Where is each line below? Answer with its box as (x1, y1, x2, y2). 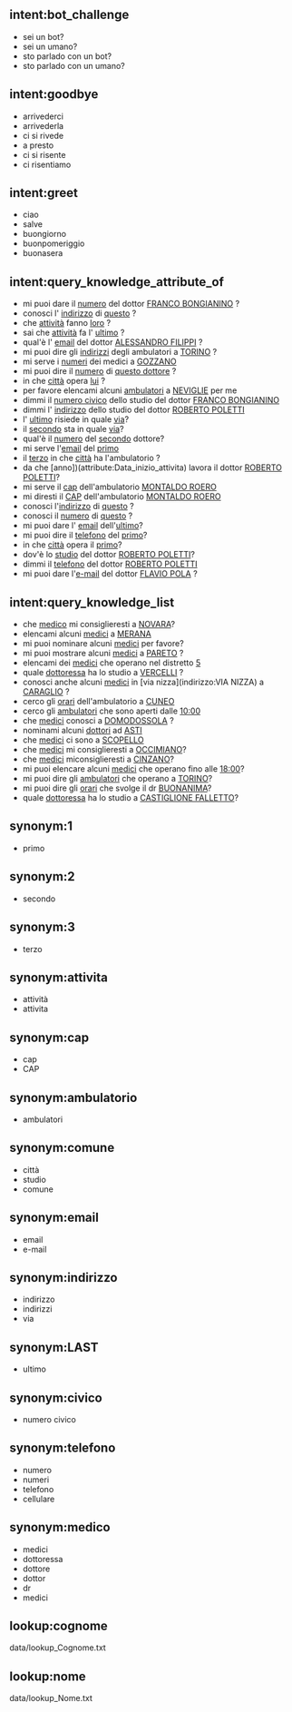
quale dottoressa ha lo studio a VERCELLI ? (22, 667, 184, 678)
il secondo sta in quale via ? (22, 424, 124, 435)
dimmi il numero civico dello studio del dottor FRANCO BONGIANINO (22, 395, 279, 406)
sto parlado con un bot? (22, 50, 112, 62)
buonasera (22, 248, 63, 259)
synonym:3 (9, 920, 75, 935)
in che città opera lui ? (22, 376, 106, 387)
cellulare (22, 1493, 55, 1504)
